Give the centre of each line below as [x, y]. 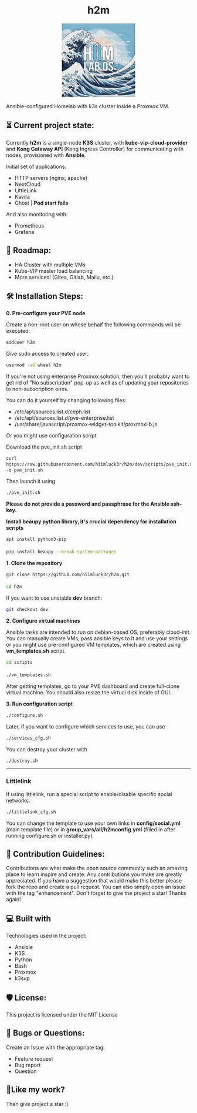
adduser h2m [21, 342]
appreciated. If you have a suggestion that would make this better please [94, 881]
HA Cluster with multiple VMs [50, 265]
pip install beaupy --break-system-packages [61, 552]
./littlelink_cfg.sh [31, 812]
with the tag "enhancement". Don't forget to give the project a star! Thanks [96, 893]
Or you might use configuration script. [52, 436]
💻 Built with [29, 919]
